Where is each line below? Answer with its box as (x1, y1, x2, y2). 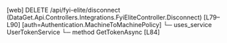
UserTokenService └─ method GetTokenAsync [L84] (6, 28, 161, 36)
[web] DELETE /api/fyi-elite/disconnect (6, 6, 121, 14)
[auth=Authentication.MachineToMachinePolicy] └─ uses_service (21, 21, 212, 28)
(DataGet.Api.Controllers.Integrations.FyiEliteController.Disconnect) (6, 13, 202, 21)
